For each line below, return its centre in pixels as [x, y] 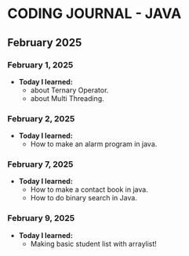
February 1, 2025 [40, 65]
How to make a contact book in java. [89, 189]
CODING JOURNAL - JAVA [94, 14]
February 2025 [45, 43]
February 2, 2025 [41, 118]
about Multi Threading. [67, 98]
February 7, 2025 [40, 164]
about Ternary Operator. [69, 90]
